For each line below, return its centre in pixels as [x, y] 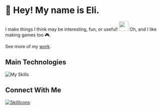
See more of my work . [28, 46]
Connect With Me [33, 90]
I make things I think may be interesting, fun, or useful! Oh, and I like [81, 29]
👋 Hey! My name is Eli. [52, 10]
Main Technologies [36, 62]
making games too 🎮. [28, 35]
